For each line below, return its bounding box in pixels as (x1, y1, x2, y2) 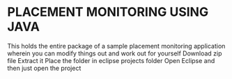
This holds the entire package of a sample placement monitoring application (7, 42, 226, 50)
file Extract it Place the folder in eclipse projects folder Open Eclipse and (7, 56, 215, 64)
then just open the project (7, 64, 82, 72)
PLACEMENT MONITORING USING (7, 4, 209, 20)
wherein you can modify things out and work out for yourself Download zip (7, 49, 222, 58)
